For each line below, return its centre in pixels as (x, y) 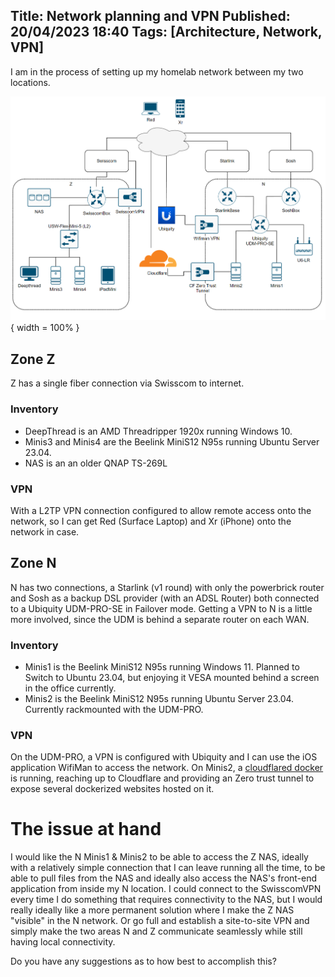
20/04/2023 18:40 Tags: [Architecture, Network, (166, 32)
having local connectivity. (63, 942)
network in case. (45, 531)
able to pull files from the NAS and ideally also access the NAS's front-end (164, 878)
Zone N (33, 563)
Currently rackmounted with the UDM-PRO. (114, 709)
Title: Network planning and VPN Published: (150, 16)
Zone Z (33, 359)
